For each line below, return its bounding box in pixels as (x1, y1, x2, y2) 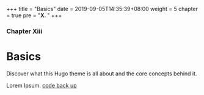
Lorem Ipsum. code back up (6, 82, 78, 89)
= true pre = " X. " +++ (6, 12, 62, 19)
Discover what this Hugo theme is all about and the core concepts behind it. (6, 70, 197, 77)
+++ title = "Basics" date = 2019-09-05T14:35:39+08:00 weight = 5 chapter (6, 6, 199, 12)
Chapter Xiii (6, 27, 43, 36)
